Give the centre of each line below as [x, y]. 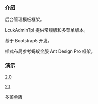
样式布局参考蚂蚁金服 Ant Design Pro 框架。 [50, 51]
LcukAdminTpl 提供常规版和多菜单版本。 [47, 30]
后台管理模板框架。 [25, 20]
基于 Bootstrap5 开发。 [29, 41]
